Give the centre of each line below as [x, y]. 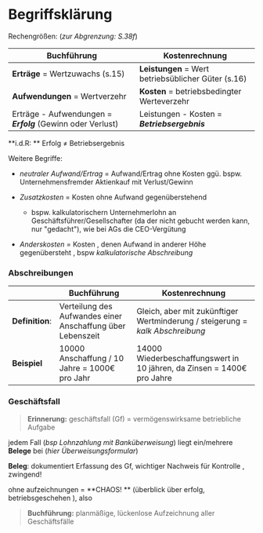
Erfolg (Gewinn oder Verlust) [65, 123]
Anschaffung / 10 [92, 359]
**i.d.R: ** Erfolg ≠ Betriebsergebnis [67, 143]
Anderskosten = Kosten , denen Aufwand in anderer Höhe [113, 244]
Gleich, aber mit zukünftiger [187, 312]
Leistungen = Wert [175, 68]
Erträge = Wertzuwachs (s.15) [68, 74]
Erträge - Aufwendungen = [62, 114]
